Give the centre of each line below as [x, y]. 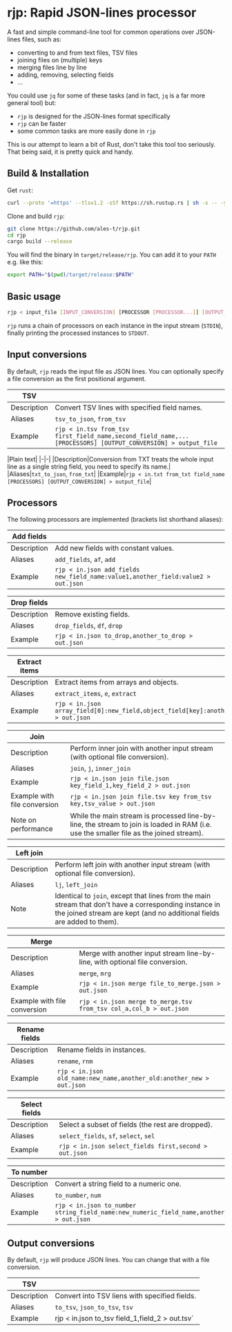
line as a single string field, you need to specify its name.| [89, 466]
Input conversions [47, 355]
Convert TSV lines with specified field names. [128, 408]
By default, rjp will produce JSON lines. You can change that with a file [108, 1260]
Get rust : [20, 190]
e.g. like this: [25, 262]
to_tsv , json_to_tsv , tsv [94, 1307]
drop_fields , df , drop [89, 626]
